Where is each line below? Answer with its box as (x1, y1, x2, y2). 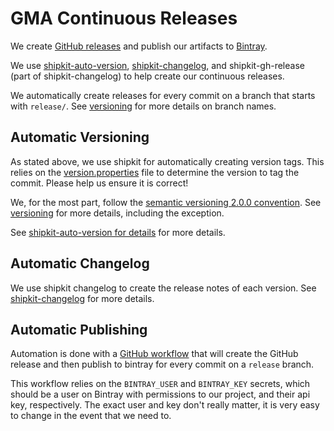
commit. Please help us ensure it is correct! (10, 177, 189, 189)
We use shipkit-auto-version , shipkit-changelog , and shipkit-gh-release (10, 59, 305, 71)
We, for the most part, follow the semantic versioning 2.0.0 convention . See (10, 196, 322, 208)
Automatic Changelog (10, 255, 150, 272)
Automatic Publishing (10, 321, 148, 338)
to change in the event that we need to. (10, 410, 172, 422)
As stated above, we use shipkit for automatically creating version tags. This (10, 155, 325, 167)
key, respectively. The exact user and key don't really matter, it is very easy (10, 399, 320, 411)
